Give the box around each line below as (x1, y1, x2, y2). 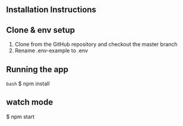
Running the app (6, 64, 68, 74)
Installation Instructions (6, 5, 97, 15)
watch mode (6, 97, 53, 108)
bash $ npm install (6, 80, 50, 87)
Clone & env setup (6, 25, 75, 35)
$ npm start (6, 113, 34, 120)
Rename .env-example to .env (14, 47, 88, 54)
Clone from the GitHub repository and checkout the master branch (14, 41, 178, 48)
